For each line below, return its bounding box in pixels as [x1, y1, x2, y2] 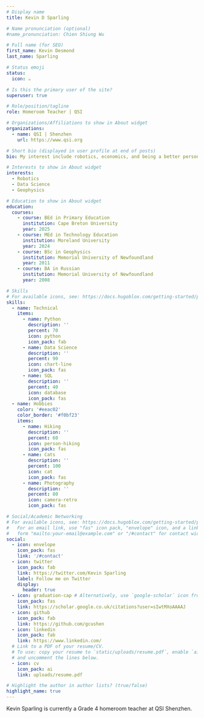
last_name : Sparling [6, 53, 59, 60]
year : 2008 [22, 277, 50, 283]
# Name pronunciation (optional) [6, 26, 91, 32]
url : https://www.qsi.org [17, 137, 83, 143]
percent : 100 [28, 463, 61, 469]
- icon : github [12, 609, 50, 615]
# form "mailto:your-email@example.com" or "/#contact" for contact [6, 530, 189, 536]
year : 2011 [22, 260, 50, 266]
